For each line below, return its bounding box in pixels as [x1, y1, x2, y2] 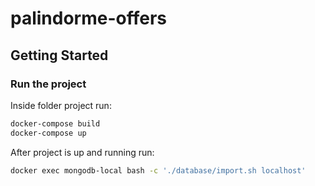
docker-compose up [10, 128, 87, 138]
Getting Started [10, 47, 109, 64]
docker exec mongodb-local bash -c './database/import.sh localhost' [10, 165, 307, 176]
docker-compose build [10, 118, 101, 129]
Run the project [10, 77, 87, 91]
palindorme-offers [10, 7, 168, 30]
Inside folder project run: [10, 99, 112, 111]
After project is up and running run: [10, 146, 155, 158]
